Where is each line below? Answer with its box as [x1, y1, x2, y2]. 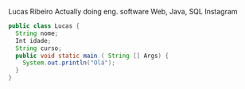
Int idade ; [15, 37, 52, 44]
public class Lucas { [8, 22, 80, 30]
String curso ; [15, 44, 62, 52]
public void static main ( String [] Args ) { [15, 52, 169, 60]
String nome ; [15, 29, 59, 37]
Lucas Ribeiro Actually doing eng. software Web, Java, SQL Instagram [8, 7, 238, 16]
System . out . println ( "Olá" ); [22, 59, 115, 67]
